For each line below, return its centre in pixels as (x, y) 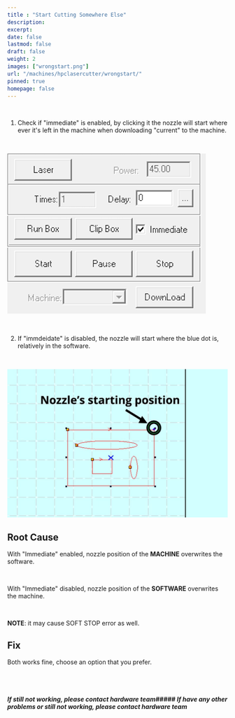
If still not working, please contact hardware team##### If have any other (117, 699)
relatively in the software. (54, 346)
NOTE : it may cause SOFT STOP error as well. (73, 624)
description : (26, 22)
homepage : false (31, 89)
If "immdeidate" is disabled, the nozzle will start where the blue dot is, (118, 339)
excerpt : (20, 29)
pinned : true (26, 81)
